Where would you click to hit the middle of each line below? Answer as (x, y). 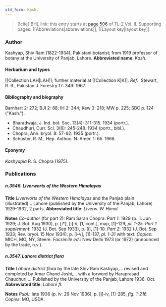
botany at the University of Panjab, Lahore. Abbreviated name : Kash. (76, 58)
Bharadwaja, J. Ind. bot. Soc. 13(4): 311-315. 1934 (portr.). (71, 123)
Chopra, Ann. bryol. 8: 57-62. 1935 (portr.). (56, 133)
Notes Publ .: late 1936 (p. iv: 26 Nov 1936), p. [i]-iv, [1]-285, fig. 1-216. (76, 294)
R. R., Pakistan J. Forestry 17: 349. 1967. (46, 86)
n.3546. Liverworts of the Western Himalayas (53, 186)
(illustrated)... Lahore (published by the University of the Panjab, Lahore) (79, 203)
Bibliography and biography (34, 97)
